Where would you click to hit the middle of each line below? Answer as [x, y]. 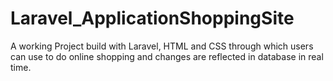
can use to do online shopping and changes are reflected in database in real [167, 56]
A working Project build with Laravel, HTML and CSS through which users [162, 46]
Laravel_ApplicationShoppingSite [152, 18]
